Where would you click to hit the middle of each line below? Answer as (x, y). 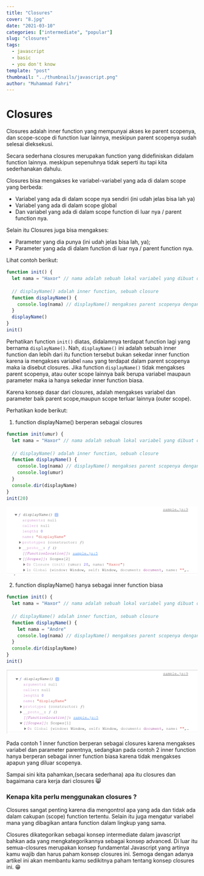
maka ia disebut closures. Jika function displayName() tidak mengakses (96, 367)
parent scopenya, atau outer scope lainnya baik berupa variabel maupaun (99, 374)
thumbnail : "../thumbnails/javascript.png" (62, 77)
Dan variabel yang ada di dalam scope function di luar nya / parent (98, 212)
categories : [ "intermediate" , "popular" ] (59, 32)
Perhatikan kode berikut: (37, 410)
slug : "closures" (28, 39)
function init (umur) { (35, 434)
